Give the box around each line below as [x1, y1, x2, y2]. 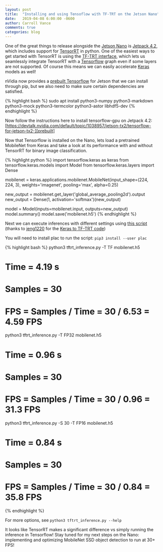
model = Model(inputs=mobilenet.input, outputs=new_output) [5, 206, 129, 212]
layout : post [5, 7, 32, 12]
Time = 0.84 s [5, 437, 62, 448]
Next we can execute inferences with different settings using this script [5, 220, 147, 226]
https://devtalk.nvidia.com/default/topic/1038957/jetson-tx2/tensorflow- [6, 123, 151, 129]
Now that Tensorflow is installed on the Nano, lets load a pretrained [5, 137, 140, 143]
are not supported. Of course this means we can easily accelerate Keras [5, 64, 149, 69]
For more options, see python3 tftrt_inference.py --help [5, 517, 122, 523]
